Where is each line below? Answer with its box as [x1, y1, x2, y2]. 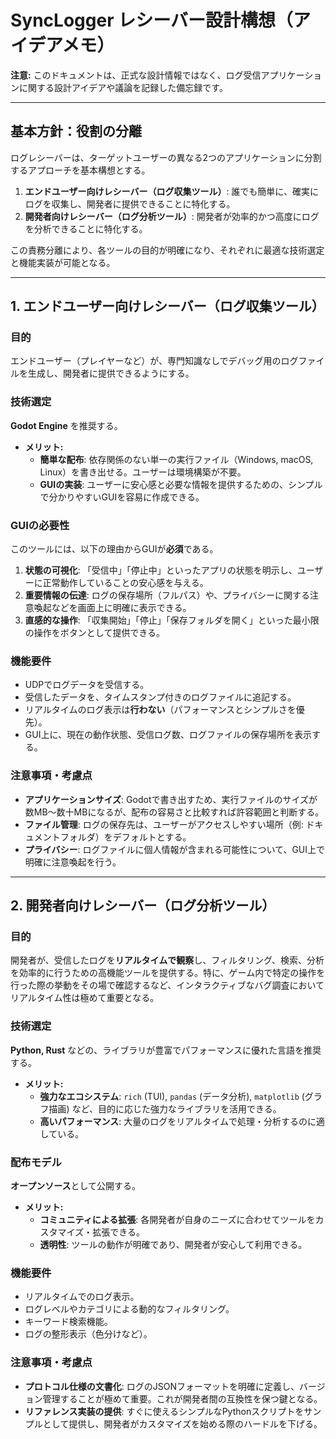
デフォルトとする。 [112, 831, 192, 843]
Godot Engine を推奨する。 [10, 419, 123, 431]
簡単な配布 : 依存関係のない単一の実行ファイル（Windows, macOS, [39, 453, 314, 465]
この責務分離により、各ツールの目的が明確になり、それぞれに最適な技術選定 [10, 244, 325, 256]
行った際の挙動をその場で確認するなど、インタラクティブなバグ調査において [10, 979, 325, 991]
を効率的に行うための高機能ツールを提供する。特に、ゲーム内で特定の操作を [10, 967, 326, 979]
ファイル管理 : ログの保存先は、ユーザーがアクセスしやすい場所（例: [24, 818, 304, 830]
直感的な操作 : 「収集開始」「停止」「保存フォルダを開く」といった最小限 [24, 614, 320, 626]
